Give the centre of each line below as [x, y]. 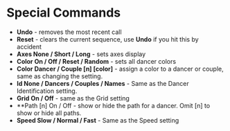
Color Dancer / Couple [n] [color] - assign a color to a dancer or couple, [120, 69]
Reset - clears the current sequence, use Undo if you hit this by [107, 39]
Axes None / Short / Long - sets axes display [81, 54]
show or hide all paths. [49, 113]
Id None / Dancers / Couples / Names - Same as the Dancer [103, 83]
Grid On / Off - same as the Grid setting [73, 98]
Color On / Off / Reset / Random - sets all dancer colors [96, 61]
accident [29, 46]
